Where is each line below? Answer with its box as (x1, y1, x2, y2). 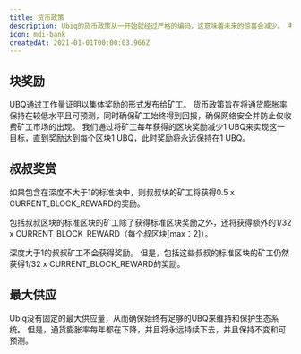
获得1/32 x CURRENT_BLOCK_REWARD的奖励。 (9, 258, 185, 269)
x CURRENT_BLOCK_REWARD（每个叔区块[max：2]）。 (9, 228, 213, 238)
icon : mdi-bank (9, 30, 66, 39)
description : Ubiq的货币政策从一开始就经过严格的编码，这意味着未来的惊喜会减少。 (9, 22, 285, 30)
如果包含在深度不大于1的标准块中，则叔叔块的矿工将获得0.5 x (9, 186, 235, 197)
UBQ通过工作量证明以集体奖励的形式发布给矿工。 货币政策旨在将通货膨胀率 (9, 99, 288, 110)
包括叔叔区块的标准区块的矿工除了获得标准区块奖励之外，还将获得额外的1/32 (9, 217, 292, 228)
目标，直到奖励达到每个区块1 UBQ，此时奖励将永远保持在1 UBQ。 (9, 133, 251, 143)
